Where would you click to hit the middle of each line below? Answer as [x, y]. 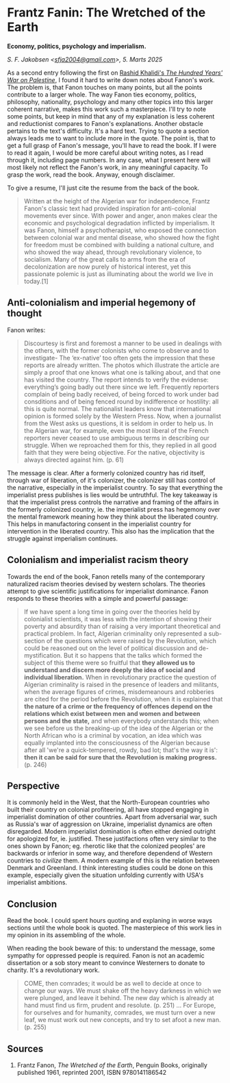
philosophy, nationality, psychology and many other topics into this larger [110, 101]
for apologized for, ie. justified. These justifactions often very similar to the [112, 839]
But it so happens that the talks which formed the [133, 655]
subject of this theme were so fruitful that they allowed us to [109, 662]
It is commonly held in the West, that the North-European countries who [108, 802]
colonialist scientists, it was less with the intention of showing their [118, 619]
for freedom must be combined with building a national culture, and [119, 245]
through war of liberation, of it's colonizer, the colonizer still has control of [111, 480]
